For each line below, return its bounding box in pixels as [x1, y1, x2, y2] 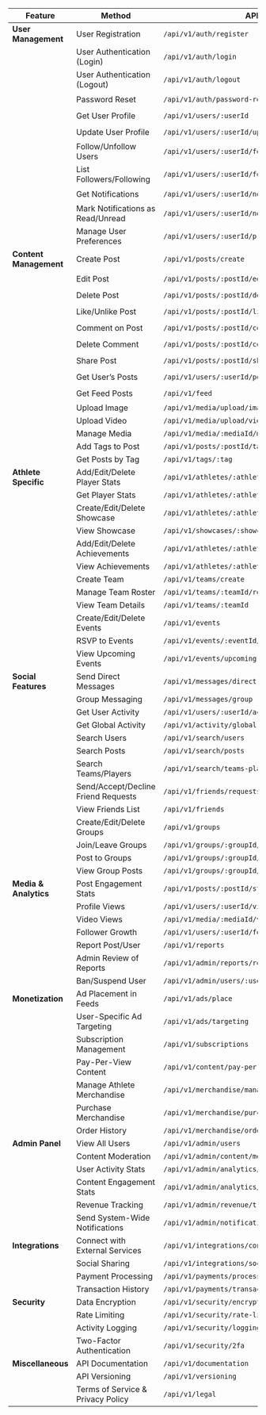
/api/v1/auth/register [163, 29, 249, 38]
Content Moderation [76, 1151, 151, 1161]
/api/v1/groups [163, 823, 221, 831]
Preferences [76, 236, 122, 247]
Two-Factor [76, 1336, 121, 1346]
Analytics [12, 888, 50, 899]
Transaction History [76, 1284, 150, 1294]
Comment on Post [76, 322, 143, 333]
